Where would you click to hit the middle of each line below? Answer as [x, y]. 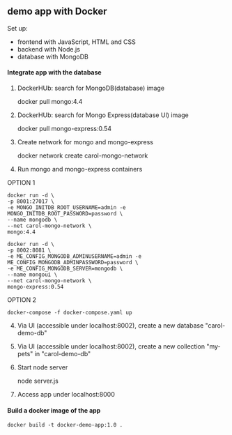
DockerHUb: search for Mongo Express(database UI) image [103, 115]
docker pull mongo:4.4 [50, 102]
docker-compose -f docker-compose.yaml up [70, 313]
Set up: [17, 28]
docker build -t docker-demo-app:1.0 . [65, 425]
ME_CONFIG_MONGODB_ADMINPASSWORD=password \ [73, 263]
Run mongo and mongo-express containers [80, 169]
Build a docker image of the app [54, 410]
